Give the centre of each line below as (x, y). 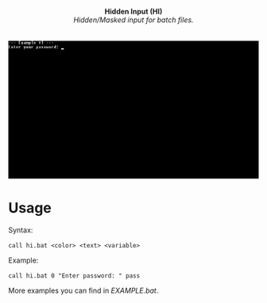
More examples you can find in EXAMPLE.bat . (83, 290)
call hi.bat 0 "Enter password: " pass (74, 276)
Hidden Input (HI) (133, 12)
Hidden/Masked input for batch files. (133, 20)
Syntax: (21, 230)
